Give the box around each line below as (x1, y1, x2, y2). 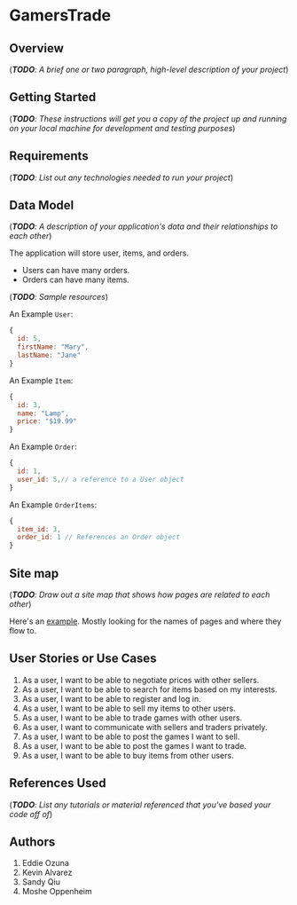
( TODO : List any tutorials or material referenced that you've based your (9, 799, 271, 810)
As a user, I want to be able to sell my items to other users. (21, 703, 237, 713)
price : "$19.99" (17, 417, 77, 426)
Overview (9, 41, 65, 56)
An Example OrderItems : (9, 499, 98, 510)
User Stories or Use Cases (9, 651, 157, 666)
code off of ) (9, 808, 53, 819)
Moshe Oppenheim (21, 886, 92, 897)
